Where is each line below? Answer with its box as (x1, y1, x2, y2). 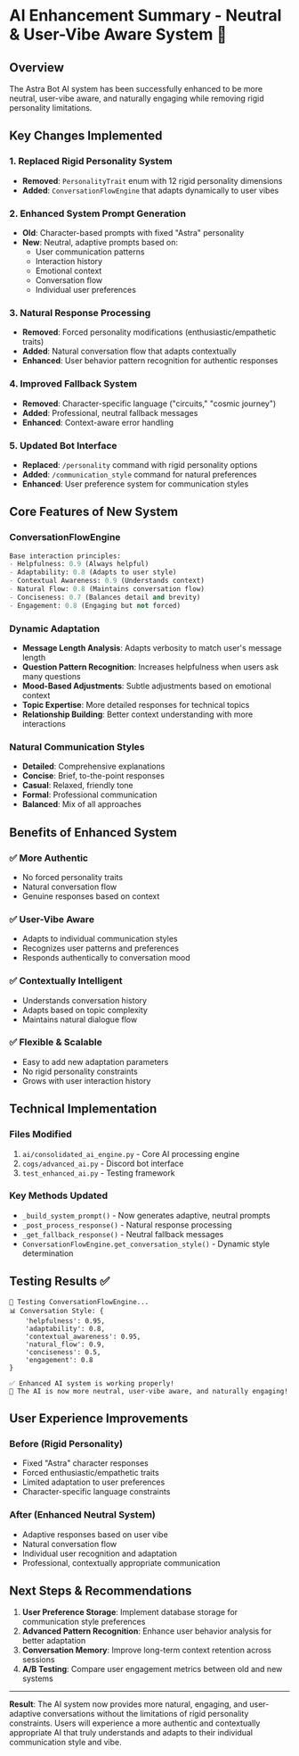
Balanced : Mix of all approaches (21, 799, 142, 810)
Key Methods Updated (9, 1189, 109, 1202)
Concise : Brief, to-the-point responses (21, 770, 165, 781)
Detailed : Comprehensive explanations (21, 761, 166, 772)
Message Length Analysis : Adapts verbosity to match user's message (21, 642, 282, 653)
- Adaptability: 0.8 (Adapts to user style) (9, 568, 177, 577)
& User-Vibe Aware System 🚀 (9, 24, 228, 45)
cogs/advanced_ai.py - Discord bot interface (21, 1158, 184, 1169)
